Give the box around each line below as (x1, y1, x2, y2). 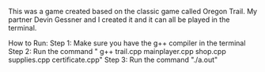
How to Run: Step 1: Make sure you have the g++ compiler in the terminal (8, 38, 246, 48)
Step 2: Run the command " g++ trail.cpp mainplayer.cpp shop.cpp (8, 47, 227, 56)
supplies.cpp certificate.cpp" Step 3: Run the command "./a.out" (8, 55, 218, 64)
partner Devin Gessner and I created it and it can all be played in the (8, 15, 230, 24)
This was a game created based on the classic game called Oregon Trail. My (8, 7, 258, 16)
